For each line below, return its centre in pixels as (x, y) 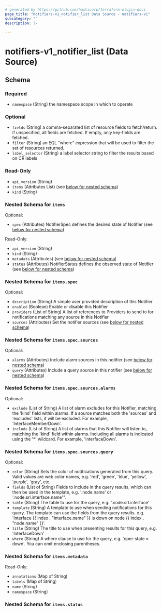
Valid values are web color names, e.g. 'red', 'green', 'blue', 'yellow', (79, 477)
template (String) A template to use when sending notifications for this (82, 508)
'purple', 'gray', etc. (31, 482)
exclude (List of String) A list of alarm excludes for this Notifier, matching (84, 408)
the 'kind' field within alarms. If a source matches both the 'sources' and (84, 413)
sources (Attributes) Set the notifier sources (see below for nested (78, 322)
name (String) (24, 587)
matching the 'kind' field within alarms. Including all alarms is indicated (82, 434)
